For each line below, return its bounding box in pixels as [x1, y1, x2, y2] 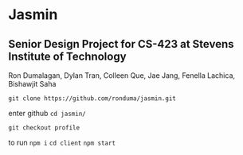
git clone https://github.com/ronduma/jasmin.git [8, 95, 177, 103]
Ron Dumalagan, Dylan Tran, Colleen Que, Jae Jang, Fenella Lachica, [8, 71, 236, 80]
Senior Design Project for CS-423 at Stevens [8, 37, 234, 51]
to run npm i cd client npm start [8, 138, 116, 147]
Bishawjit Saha [8, 79, 57, 88]
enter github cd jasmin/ [8, 109, 86, 118]
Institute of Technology [8, 49, 127, 63]
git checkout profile [8, 124, 80, 132]
